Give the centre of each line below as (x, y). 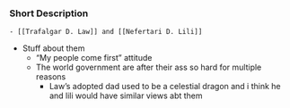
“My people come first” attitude (94, 58)
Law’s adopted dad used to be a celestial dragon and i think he (165, 87)
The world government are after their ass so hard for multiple (149, 67)
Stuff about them (53, 48)
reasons (51, 77)
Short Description (49, 13)
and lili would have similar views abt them (126, 96)
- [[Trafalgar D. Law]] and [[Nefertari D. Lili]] (106, 32)
